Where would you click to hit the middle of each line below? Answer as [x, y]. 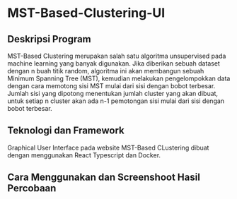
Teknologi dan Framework [66, 131]
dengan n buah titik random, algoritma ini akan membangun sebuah [106, 71]
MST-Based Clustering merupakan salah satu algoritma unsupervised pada [117, 56]
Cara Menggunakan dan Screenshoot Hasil [104, 177]
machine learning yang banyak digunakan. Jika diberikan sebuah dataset [114, 64]
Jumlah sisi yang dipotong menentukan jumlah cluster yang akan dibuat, [112, 94]
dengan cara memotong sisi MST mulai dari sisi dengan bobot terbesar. [111, 86]
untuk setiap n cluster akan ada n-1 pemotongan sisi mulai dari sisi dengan [116, 101]
